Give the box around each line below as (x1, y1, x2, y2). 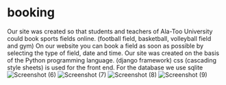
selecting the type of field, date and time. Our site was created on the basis (7, 49, 220, 57)
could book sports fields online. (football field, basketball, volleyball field (7, 34, 212, 42)
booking (7, 5, 55, 20)
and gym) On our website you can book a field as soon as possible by (7, 41, 204, 50)
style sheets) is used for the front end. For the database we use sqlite (7, 63, 203, 71)
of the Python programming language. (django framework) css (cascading (7, 56, 217, 64)
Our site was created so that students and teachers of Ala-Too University (7, 27, 213, 35)
